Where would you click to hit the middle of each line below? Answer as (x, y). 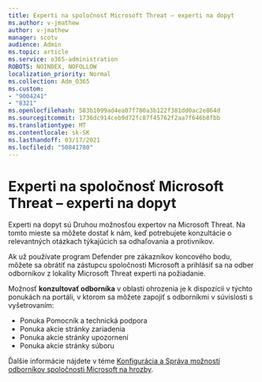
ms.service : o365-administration (63, 60)
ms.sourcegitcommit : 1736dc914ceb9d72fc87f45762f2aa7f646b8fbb (114, 118)
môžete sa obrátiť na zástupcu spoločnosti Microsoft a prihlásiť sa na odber (131, 265)
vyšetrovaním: (31, 306)
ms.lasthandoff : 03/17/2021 (54, 140)
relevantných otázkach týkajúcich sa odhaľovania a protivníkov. (111, 242)
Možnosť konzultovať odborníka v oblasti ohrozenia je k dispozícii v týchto (131, 289)
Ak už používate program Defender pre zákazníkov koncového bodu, (120, 257)
